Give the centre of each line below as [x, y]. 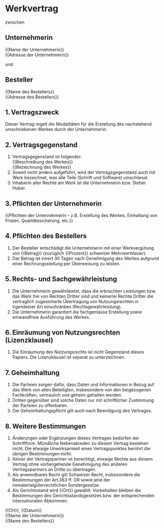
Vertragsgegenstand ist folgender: [47, 157]
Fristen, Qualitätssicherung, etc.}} [39, 220]
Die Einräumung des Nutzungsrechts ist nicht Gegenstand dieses [78, 352]
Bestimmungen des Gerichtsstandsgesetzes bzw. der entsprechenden [83, 496]
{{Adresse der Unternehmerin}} [37, 55]
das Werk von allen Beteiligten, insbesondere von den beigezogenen [82, 390]
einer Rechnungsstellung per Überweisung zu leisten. [66, 263]
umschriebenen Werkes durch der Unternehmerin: [56, 129]
